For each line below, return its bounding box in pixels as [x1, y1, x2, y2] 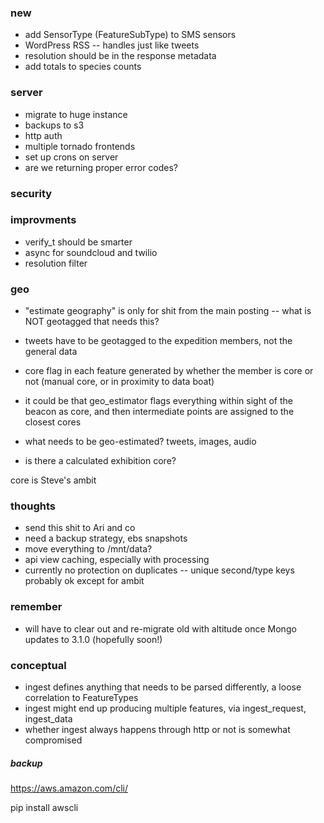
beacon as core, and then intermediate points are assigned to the [24, 406, 295, 418]
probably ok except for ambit [24, 575, 145, 587]
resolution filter [24, 257, 88, 269]
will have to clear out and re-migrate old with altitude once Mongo [24, 622, 297, 635]
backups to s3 [24, 119, 85, 131]
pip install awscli [10, 801, 79, 813]
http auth [24, 129, 63, 141]
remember [10, 600, 63, 614]
